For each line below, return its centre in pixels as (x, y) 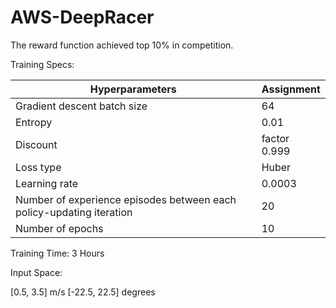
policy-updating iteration (74, 212)
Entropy (34, 122)
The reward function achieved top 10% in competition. (122, 45)
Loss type (38, 167)
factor (275, 138)
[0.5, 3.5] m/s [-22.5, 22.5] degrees (83, 292)
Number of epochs (59, 228)
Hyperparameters (133, 89)
